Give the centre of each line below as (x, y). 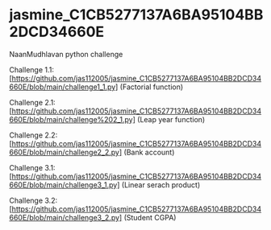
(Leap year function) (171, 119)
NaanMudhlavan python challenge (66, 54)
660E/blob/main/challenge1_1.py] (64, 87)
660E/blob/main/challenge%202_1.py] (73, 119)
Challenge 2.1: (32, 102)
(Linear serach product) (161, 185)
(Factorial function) (152, 87)
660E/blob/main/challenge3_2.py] (66, 217)
